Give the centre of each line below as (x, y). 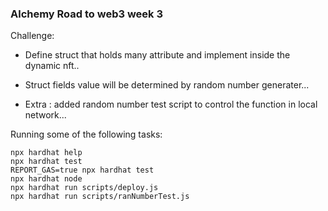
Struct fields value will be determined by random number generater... (167, 85)
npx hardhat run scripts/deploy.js (84, 188)
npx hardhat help (46, 153)
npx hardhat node (46, 179)
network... (45, 115)
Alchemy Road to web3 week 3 (87, 14)
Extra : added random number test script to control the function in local (171, 104)
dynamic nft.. (52, 66)
